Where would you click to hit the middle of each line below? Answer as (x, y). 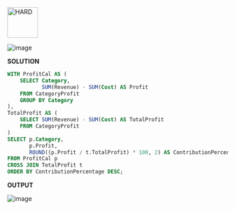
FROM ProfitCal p (33, 159)
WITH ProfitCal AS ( (37, 74)
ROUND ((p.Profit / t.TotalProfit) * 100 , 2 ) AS (100, 152)
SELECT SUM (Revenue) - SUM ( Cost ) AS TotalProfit (92, 120)
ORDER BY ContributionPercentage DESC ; (65, 172)
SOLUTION (23, 61)
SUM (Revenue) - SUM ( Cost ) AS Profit (95, 87)
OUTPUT (20, 185)
